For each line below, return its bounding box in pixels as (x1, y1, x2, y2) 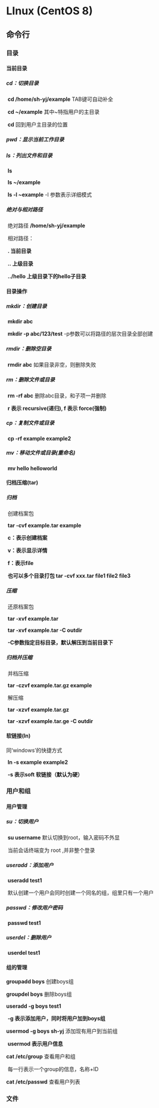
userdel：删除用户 (6, 934, 52, 941)
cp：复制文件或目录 (6, 419, 55, 427)
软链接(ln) (6, 732, 31, 739)
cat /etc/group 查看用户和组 (6, 1053, 76, 1060)
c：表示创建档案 (7, 534, 48, 541)
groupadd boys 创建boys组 (6, 978, 74, 985)
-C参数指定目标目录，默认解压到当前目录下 (7, 639, 113, 646)
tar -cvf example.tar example (7, 522, 82, 529)
